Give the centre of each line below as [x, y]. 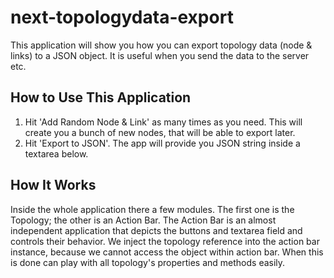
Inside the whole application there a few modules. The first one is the [152, 209]
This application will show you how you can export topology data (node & [161, 45]
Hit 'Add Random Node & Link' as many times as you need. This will [163, 122]
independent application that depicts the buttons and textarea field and [156, 230]
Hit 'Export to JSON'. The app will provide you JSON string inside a [162, 143]
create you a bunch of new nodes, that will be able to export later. [160, 132]
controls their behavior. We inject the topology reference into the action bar [165, 241]
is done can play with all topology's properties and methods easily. [148, 262]
